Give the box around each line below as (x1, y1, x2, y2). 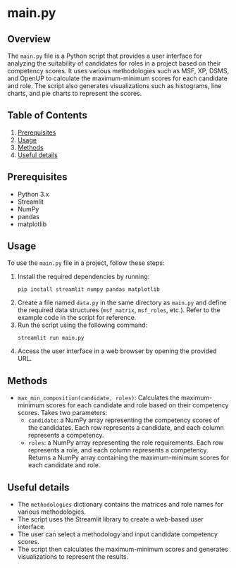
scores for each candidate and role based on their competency (45, 401, 229, 409)
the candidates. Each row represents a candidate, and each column (27, 424, 224, 432)
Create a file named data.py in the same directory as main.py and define (17, 298, 227, 307)
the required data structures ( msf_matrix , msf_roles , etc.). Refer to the (17, 306, 221, 314)
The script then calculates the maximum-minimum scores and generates (17, 545, 229, 554)
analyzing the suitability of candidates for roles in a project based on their (7, 59, 221, 68)
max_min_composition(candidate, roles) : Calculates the (17, 393, 180, 402)
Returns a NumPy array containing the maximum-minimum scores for (27, 453, 230, 462)
